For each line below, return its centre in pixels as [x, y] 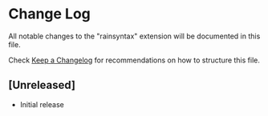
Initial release [42, 104]
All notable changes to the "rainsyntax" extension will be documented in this [134, 36]
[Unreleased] [42, 85]
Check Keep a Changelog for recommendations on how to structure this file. [134, 60]
